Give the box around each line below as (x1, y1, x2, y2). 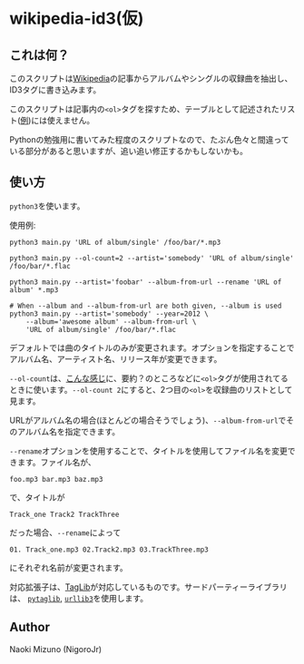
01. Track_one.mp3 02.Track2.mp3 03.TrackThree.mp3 (9, 545, 209, 554)
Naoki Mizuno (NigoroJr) (9, 643, 103, 654)
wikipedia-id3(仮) (9, 8, 144, 29)
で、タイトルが (9, 492, 65, 503)
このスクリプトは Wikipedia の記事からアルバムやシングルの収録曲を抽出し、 (9, 73, 293, 83)
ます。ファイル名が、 (16, 456, 97, 467)
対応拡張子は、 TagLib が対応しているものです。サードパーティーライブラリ (9, 581, 288, 592)
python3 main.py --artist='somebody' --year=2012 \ (9, 309, 209, 318)
